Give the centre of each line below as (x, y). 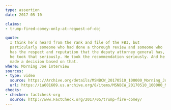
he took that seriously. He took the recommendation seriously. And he (88, 57)
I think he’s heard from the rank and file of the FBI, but (75, 43)
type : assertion (22, 10)
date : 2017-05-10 (24, 15)
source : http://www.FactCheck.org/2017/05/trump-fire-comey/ (76, 99)
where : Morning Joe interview (37, 66)
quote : (12, 38)
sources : (15, 71)
